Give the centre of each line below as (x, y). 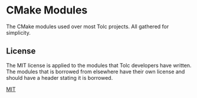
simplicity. (18, 32)
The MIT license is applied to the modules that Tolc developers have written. (99, 65)
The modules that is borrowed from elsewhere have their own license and (96, 72)
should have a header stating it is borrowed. (60, 77)
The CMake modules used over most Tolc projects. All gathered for (88, 26)
